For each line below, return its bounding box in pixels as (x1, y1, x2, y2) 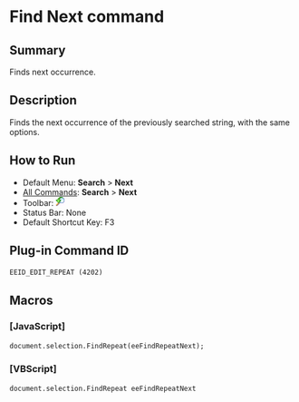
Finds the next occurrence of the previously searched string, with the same (9, 116, 291, 128)
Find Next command (9, 6, 165, 27)
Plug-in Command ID (9, 243, 130, 259)
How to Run (9, 152, 76, 169)
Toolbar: (22, 197, 54, 208)
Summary (9, 43, 66, 58)
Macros (9, 292, 53, 308)
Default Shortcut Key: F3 (22, 216, 115, 228)
